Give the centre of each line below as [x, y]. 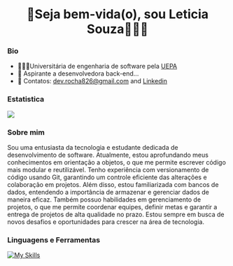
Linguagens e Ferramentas [54, 240]
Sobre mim [26, 132]
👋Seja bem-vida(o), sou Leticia [118, 14]
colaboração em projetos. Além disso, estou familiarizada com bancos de [113, 185]
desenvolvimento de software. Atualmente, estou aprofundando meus [108, 155]
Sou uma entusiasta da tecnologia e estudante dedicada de [93, 148]
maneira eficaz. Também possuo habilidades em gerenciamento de [104, 199]
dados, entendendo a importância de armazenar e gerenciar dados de [108, 192]
